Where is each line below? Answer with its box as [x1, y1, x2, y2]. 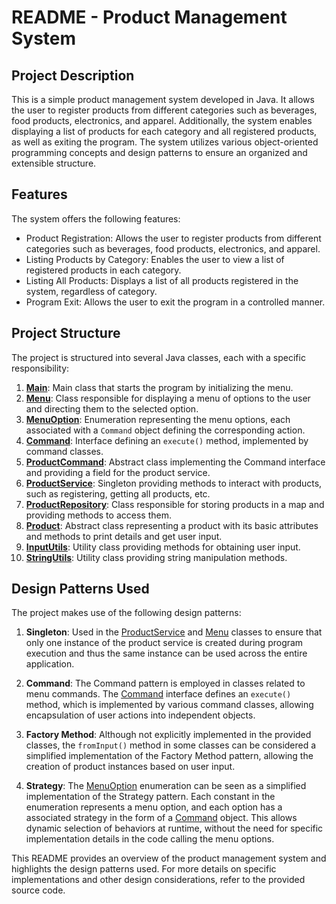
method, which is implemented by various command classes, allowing [25, 699, 314, 711]
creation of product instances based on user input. [25, 761, 236, 773]
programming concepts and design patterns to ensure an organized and [11, 147, 308, 158]
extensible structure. [11, 157, 97, 169]
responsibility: [11, 362, 70, 374]
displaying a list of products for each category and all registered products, [11, 126, 318, 137]
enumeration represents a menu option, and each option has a [25, 801, 283, 813]
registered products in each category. [25, 264, 182, 276]
